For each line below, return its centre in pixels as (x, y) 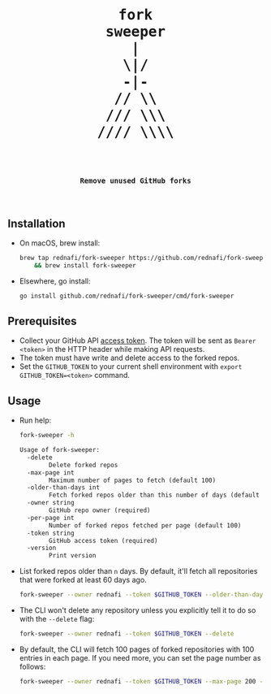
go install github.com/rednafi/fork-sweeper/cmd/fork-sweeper (127, 296)
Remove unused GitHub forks (135, 180)
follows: (32, 666)
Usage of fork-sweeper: (60, 450)
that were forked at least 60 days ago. (83, 580)
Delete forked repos (84, 465)
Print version (73, 556)
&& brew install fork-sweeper (85, 265)
